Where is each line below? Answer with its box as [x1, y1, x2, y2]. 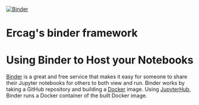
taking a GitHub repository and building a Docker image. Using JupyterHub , [6, 86, 191, 93]
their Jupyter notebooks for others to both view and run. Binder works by [6, 79, 185, 87]
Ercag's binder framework [6, 27, 138, 40]
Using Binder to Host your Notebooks [6, 53, 194, 67]
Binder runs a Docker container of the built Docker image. [6, 92, 147, 99]
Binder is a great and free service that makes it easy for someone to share [6, 73, 188, 80]
